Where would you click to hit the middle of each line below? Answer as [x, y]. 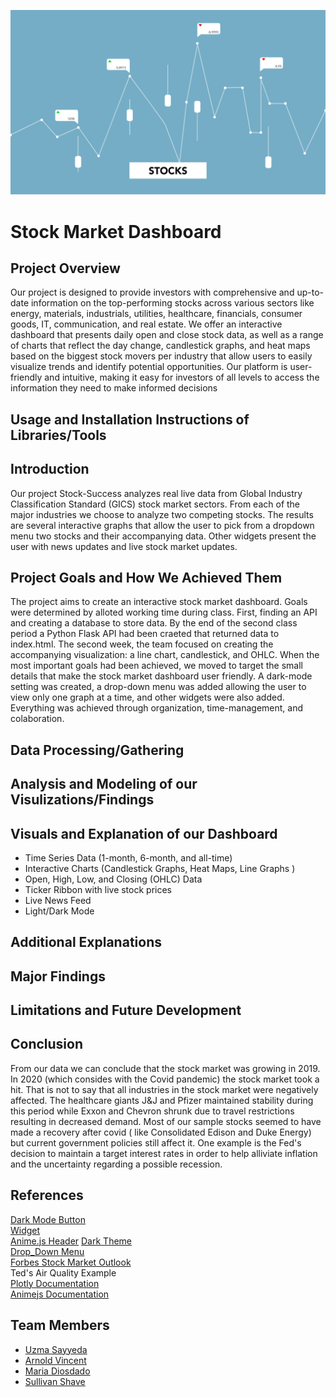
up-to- [310, 292]
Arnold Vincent [55, 1360]
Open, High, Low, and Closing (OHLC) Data [113, 879]
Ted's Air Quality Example [63, 1272]
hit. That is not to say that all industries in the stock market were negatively [164, 1089]
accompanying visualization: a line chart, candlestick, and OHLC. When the [165, 655]
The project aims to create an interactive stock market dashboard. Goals [159, 602]
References [47, 1195]
